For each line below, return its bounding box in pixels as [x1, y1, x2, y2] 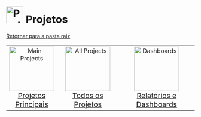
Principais [14, 99, 49, 109]
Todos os [72, 90, 103, 100]
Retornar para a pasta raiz [6, 32, 71, 39]
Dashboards [136, 99, 178, 109]
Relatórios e [136, 90, 177, 100]
